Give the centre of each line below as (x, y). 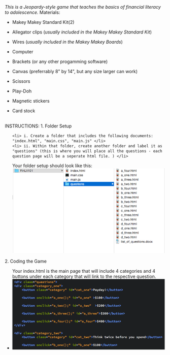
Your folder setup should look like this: (52, 166)
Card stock (24, 111)
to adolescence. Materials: (32, 12)
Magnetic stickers (31, 101)
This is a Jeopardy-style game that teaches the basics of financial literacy (83, 7)
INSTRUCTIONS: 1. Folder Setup (38, 126)
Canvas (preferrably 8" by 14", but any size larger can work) (75, 71)
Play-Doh (22, 91)
